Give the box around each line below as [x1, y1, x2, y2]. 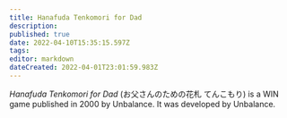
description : [9, 21, 58, 30]
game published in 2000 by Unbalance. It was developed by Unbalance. [9, 98, 276, 109]
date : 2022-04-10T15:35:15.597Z [9, 38, 130, 47]
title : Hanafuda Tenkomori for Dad [9, 13, 143, 22]
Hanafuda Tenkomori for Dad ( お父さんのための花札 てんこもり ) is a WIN [9, 88, 280, 99]
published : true [9, 29, 70, 38]
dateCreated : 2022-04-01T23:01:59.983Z [9, 63, 159, 72]
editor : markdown [9, 55, 74, 63]
